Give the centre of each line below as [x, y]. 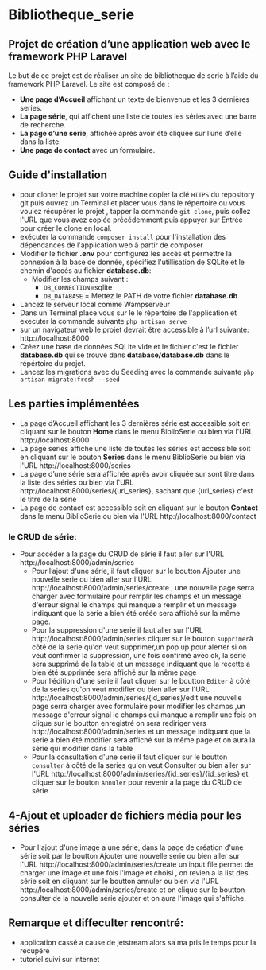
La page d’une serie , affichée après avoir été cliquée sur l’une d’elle [131, 133]
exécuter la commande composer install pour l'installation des [123, 236]
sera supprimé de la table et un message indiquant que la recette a [141, 664]
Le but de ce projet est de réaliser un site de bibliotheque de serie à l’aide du [133, 76]
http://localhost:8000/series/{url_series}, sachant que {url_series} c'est [136, 490]
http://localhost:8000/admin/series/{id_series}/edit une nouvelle [137, 697]
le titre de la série [48, 499]
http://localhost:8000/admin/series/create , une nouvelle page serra [143, 587]
